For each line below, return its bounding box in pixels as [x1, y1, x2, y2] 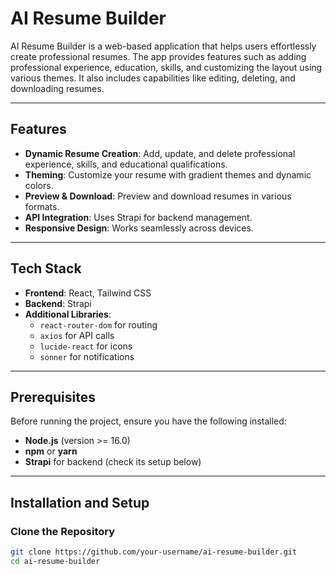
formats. [24, 200, 60, 212]
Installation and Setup [10, 494, 150, 511]
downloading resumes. [10, 82, 105, 94]
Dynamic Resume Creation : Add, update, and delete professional [24, 147, 296, 159]
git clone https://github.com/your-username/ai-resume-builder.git [10, 547, 298, 557]
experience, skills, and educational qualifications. [24, 158, 228, 170]
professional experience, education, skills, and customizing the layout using [10, 61, 323, 73]
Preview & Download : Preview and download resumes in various [24, 190, 292, 202]
